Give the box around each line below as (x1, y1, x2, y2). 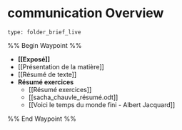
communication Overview (7, 5, 164, 21)
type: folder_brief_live (7, 29, 81, 36)
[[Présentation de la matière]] (17, 62, 105, 71)
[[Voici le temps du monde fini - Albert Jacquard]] (28, 100, 176, 109)
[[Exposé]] (17, 55, 51, 64)
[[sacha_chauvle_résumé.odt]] (28, 93, 118, 101)
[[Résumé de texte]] (17, 70, 77, 79)
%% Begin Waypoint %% (7, 41, 82, 49)
